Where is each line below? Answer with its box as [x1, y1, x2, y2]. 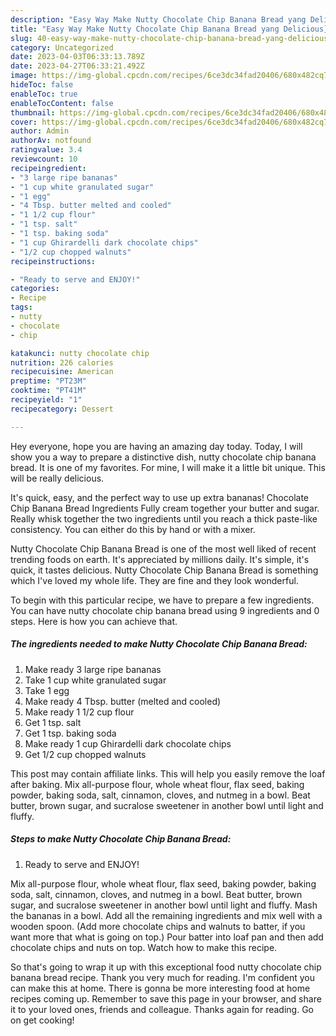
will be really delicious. [10, 472, 105, 484]
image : [10, 71, 38, 81]
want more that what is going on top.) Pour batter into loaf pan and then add [10, 931, 324, 943]
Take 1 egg [24, 684, 70, 696]
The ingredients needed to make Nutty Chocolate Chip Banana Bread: [10, 638, 308, 650]
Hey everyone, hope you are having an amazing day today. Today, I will [10, 440, 303, 452]
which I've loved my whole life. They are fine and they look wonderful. [10, 574, 299, 586]
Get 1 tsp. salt [24, 716, 82, 728]
